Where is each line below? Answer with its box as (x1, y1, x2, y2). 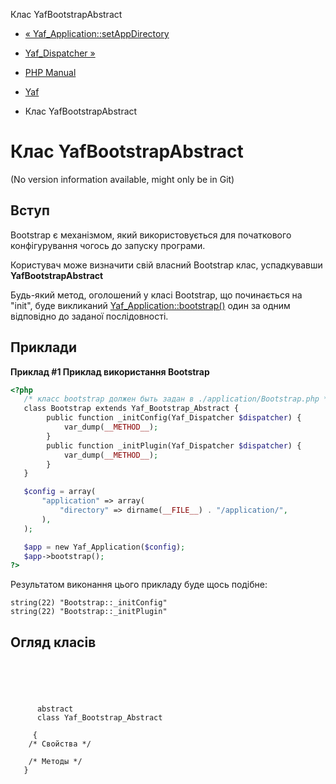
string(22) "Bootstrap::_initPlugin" (10, 607, 168, 617)
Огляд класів (10, 634, 97, 651)
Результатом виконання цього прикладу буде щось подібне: (10, 579, 268, 591)
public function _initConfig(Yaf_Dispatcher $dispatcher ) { (46, 413, 302, 423)
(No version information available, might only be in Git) (10, 173, 235, 185)
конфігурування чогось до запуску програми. (10, 239, 206, 251)
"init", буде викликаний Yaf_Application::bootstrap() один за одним (10, 299, 291, 311)
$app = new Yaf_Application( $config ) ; (23, 542, 186, 552)
